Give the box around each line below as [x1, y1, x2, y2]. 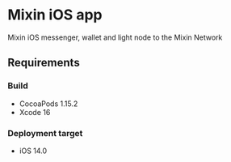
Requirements [7, 56, 80, 70]
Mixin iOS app [7, 6, 103, 24]
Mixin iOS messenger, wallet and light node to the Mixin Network [7, 32, 223, 42]
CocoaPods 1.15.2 [19, 99, 78, 109]
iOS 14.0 [19, 146, 48, 156]
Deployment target [7, 127, 83, 139]
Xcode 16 [19, 107, 51, 117]
